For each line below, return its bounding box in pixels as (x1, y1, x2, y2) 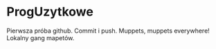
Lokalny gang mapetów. (6, 33, 75, 42)
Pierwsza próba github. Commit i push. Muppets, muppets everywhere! (6, 27, 210, 35)
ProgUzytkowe (6, 4, 94, 20)
